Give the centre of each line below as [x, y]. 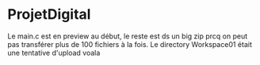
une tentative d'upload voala [54, 52]
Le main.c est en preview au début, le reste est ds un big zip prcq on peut [127, 36]
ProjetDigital [49, 14]
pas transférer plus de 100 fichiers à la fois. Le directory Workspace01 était [130, 44]
